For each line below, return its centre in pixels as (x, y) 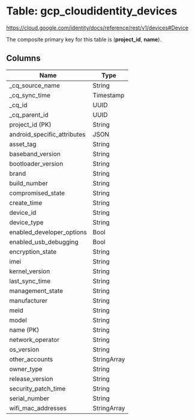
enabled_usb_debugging (44, 242)
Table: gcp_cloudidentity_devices (92, 11)
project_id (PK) (30, 125)
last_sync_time (30, 281)
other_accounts (31, 359)
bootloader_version (36, 164)
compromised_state (37, 193)
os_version (24, 349)
